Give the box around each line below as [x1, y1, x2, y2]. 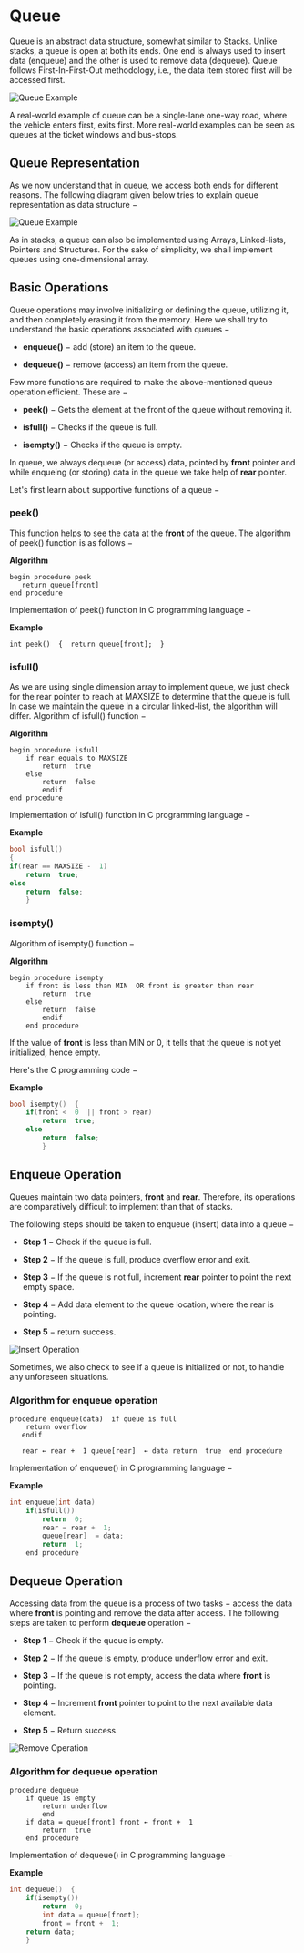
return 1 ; [42, 1540, 84, 1549]
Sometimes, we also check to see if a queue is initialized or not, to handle [9, 1361, 285, 1372]
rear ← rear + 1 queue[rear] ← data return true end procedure [21, 1446, 283, 1456]
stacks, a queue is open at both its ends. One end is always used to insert [9, 45, 286, 56]
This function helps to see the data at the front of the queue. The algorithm [9, 527, 291, 538]
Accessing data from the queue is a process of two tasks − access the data [9, 1598, 293, 1609]
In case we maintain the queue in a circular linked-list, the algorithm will [9, 700, 278, 711]
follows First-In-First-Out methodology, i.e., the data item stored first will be [9, 65, 293, 76]
